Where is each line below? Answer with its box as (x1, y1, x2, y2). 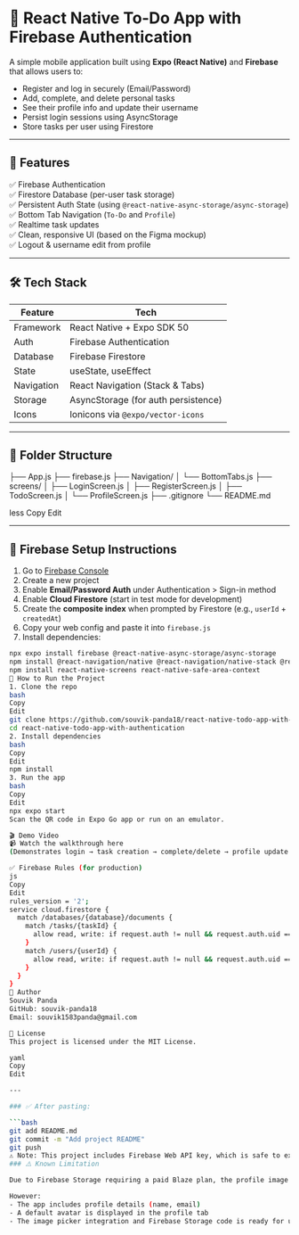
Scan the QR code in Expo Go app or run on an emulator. (9, 815, 225, 824)
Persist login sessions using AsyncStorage (21, 111, 179, 122)
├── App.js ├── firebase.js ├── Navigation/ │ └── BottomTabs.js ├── (9, 472, 272, 482)
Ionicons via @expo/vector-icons (69, 408, 205, 420)
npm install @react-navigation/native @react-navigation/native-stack (9, 657, 277, 667)
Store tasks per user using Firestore (21, 120, 154, 132)
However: (9, 1192, 42, 1201)
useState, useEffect (69, 365, 151, 377)
